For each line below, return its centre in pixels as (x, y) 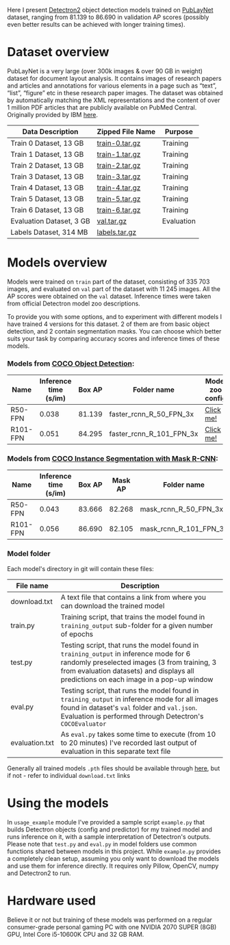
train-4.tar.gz (119, 188)
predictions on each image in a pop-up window (137, 679)
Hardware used (52, 900)
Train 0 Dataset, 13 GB (47, 143)
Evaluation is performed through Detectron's (132, 716)
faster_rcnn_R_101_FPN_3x (154, 434)
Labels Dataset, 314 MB (49, 232)
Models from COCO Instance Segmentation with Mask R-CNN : (113, 459)
